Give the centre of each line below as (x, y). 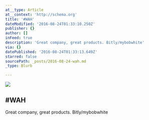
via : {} (13, 47)
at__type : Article (24, 10)
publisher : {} (20, 29)
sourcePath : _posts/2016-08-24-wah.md (46, 61)
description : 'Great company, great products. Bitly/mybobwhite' (75, 43)
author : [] (17, 33)
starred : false (21, 56)
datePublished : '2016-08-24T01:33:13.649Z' (51, 52)
